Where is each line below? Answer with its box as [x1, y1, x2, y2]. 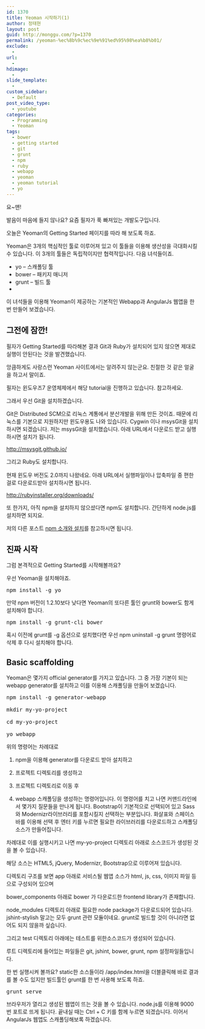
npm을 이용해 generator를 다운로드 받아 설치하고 [15, 756, 133, 764]
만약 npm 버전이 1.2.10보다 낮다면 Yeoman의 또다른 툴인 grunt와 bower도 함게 [6, 599, 194, 607]
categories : [6, 112, 37, 118]
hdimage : [6, 66, 29, 72]
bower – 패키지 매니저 [15, 270, 68, 278]
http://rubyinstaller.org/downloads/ [6, 491, 95, 498]
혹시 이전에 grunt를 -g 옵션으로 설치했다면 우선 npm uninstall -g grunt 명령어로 [6, 631, 196, 639]
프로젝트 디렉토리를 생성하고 [15, 769, 83, 776]
